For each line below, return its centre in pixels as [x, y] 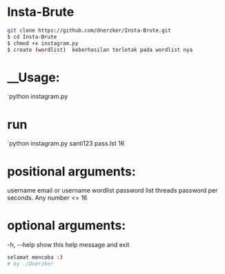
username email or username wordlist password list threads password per [112, 190]
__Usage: [33, 77]
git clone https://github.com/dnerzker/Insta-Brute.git [89, 30]
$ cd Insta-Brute [32, 37]
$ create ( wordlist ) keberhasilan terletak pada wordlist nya [100, 50]
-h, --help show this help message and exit [68, 245]
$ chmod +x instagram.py [43, 43]
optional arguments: [67, 226]
